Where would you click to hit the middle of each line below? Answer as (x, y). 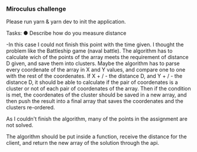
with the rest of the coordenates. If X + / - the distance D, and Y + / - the (94, 76)
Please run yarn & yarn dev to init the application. (66, 22)
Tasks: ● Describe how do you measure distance (66, 33)
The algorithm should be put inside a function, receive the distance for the (97, 137)
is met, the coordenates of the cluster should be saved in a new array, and (97, 95)
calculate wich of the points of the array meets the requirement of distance (97, 57)
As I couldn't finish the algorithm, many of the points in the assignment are (97, 119)
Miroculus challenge (36, 9)
